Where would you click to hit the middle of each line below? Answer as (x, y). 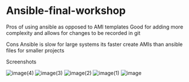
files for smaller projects (35, 50)
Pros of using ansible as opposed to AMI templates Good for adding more (94, 27)
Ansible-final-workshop (66, 11)
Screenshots (21, 62)
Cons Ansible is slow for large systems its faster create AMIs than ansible (94, 44)
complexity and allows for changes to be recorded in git (73, 33)
